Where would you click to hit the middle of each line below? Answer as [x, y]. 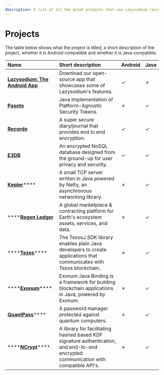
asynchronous [75, 191]
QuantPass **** [27, 314]
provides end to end [82, 132]
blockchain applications [86, 288]
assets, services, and [83, 223]
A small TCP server [81, 172]
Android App [23, 85]
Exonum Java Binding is [86, 276]
